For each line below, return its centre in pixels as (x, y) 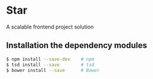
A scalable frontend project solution (50, 27)
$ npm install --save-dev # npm (50, 59)
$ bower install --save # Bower (53, 70)
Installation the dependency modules (77, 45)
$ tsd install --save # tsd (50, 65)
